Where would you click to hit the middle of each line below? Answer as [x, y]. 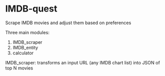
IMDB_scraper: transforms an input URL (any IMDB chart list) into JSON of [83, 62]
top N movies [19, 68]
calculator [23, 53]
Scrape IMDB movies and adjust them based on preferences [68, 23]
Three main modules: [27, 32]
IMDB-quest [31, 9]
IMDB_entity [25, 47]
